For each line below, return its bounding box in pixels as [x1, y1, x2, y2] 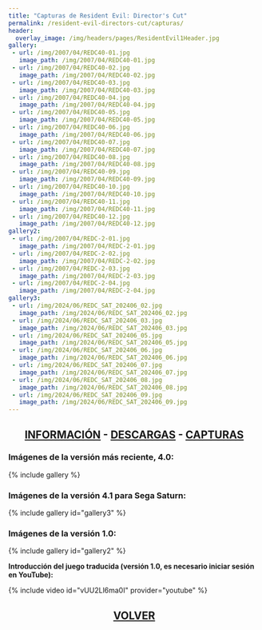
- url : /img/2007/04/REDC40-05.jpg [11, 109, 130, 117]
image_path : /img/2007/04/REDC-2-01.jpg [18, 242, 156, 250]
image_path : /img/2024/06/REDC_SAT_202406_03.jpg [18, 324, 188, 332]
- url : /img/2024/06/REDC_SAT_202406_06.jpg [11, 346, 162, 354]
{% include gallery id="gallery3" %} [8, 508, 126, 518]
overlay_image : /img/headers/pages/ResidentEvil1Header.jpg [15, 34, 220, 42]
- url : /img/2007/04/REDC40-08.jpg [11, 153, 130, 161]
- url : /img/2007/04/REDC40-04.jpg [11, 94, 130, 102]
